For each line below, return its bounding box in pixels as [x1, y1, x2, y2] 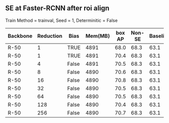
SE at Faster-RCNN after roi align [5, 4, 110, 13]
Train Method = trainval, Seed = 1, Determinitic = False [5, 17, 118, 23]
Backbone [8, 32, 33, 39]
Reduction [37, 32, 63, 39]
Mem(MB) [85, 32, 110, 39]
